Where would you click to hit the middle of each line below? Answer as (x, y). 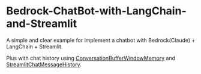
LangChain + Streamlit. (34, 47)
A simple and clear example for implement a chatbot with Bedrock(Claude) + (101, 40)
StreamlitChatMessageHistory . (44, 64)
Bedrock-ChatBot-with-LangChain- (97, 11)
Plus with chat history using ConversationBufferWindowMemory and (91, 58)
